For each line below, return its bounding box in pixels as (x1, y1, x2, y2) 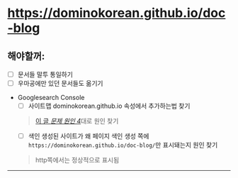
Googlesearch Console (17, 94, 85, 102)
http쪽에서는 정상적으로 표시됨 (35, 156, 120, 165)
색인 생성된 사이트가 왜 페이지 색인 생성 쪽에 (28, 132, 149, 140)
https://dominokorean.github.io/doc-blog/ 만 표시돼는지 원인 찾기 (28, 140, 218, 150)
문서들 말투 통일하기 (17, 70, 73, 79)
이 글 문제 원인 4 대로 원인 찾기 (35, 117, 119, 126)
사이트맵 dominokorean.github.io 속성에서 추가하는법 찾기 (28, 101, 191, 111)
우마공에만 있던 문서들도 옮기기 (17, 79, 103, 88)
